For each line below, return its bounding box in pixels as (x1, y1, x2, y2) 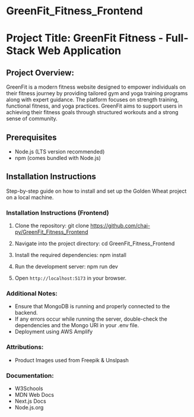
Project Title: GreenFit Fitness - (6, 32, 164, 45)
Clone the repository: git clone (14, 222, 89, 230)
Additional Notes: (6, 290, 58, 298)
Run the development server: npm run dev (14, 263, 119, 270)
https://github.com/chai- (90, 222, 150, 230)
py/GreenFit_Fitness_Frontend (14, 228, 88, 236)
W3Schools (14, 385, 43, 392)
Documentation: (6, 371, 55, 380)
